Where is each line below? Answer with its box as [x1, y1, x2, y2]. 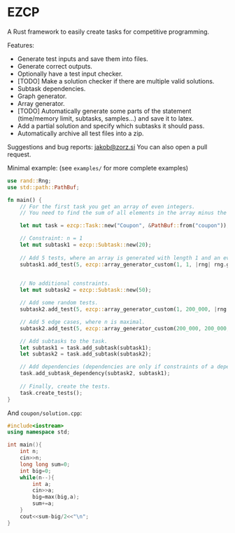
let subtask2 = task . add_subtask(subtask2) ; [20, 351, 152, 358]
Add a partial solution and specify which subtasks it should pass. [17, 121, 205, 130]
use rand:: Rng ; [7, 177, 52, 184]
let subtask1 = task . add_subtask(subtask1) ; [20, 344, 152, 351]
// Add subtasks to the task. [20, 337, 108, 344]
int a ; [32, 480, 52, 487]
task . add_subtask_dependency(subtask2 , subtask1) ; [20, 370, 171, 377]
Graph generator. [17, 92, 67, 100]
